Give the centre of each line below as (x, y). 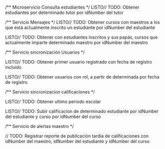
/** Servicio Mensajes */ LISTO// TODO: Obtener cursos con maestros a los (83, 22)
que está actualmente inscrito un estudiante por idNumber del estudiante (80, 27)
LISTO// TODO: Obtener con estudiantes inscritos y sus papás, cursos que (82, 37)
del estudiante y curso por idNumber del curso (53, 116)
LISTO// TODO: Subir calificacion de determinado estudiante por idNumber (82, 111)
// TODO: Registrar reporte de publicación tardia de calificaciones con (77, 136)
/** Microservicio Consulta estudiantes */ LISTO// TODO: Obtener (72, 7)
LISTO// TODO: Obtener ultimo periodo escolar (53, 101)
